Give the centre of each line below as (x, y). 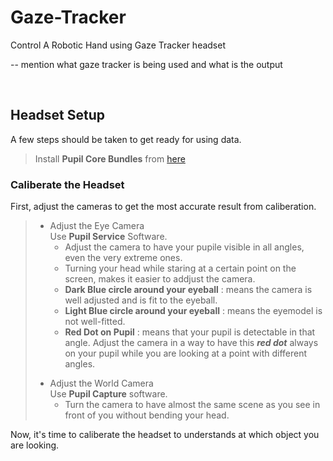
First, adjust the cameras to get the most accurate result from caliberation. (163, 207)
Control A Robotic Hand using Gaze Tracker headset (118, 45)
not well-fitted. (95, 322)
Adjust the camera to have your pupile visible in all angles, (184, 247)
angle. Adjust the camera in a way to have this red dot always (191, 343)
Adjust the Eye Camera (97, 226)
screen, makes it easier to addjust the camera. (160, 279)
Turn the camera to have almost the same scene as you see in (192, 405)
